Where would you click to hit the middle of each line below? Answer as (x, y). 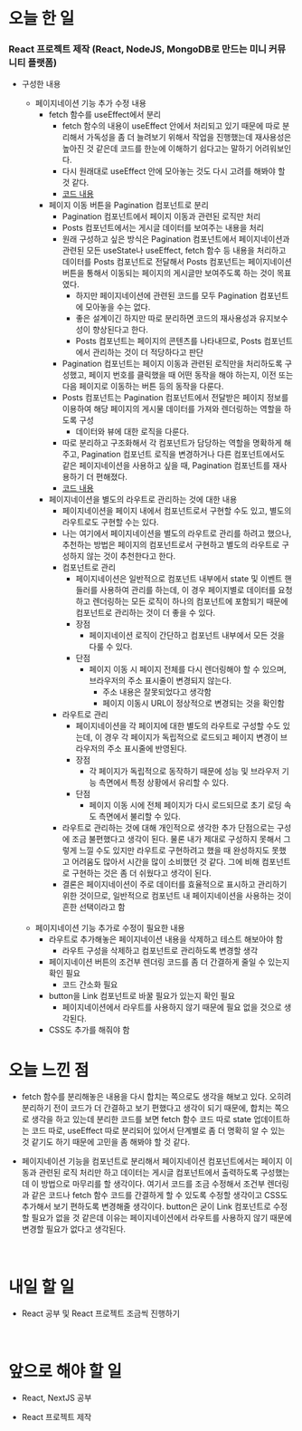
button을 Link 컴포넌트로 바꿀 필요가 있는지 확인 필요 (142, 996)
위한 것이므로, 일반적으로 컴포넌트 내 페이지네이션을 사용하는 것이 (177, 896)
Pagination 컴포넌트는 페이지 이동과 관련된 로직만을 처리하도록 (172, 364)
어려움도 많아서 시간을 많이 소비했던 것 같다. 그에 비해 (165, 862)
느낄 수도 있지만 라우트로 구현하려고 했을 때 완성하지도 (175, 850)
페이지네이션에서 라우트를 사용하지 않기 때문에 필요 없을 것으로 (172, 1007)
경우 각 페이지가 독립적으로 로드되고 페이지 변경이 (191, 737)
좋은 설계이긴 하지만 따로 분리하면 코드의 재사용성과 (166, 319)
